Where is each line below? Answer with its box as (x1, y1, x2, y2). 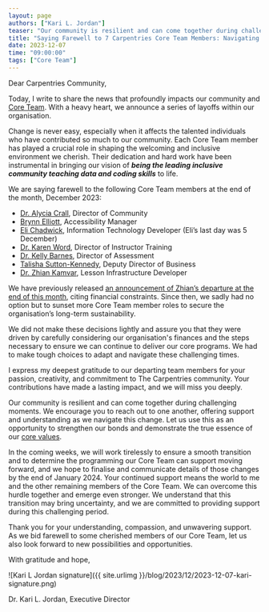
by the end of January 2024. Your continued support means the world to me (8, 473, 260, 482)
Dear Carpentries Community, (8, 78, 107, 88)
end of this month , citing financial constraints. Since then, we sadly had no (8, 291, 255, 301)
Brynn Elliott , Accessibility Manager (19, 217, 138, 226)
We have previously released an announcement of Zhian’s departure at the (8, 283, 255, 293)
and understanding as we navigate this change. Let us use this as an (8, 414, 235, 424)
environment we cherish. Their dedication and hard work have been (8, 151, 232, 161)
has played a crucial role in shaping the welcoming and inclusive (8, 143, 221, 153)
